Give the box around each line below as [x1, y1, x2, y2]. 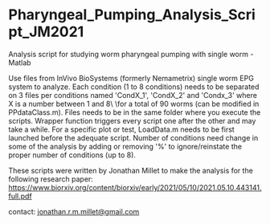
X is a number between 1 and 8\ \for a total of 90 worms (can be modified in [8, 99, 260, 108]
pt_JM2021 [8, 22, 84, 41]
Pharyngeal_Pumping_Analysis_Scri [8, 6, 256, 24]
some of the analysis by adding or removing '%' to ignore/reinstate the [8, 141, 243, 151]
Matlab [8, 58, 31, 67]
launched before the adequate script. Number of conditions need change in [8, 132, 259, 142]
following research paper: [8, 174, 94, 184]
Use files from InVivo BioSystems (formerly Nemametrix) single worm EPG [8, 73, 255, 83]
